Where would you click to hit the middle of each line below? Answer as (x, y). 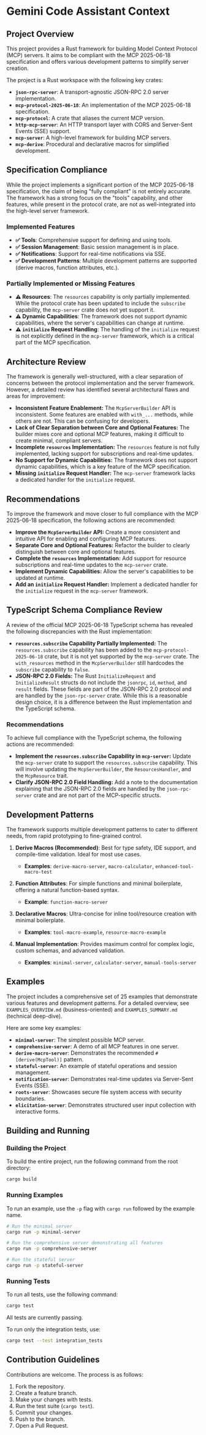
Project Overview (40, 34)
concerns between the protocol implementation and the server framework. (101, 383)
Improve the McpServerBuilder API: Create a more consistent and (97, 533)
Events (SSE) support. (43, 131)
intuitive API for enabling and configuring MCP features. (86, 539)
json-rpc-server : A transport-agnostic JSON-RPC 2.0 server (92, 92)
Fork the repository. (40, 1386)
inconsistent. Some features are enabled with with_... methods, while (104, 415)
